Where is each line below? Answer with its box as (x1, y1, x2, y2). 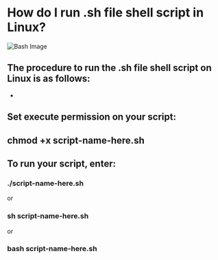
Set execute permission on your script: (7, 111, 177, 123)
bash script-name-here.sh (7, 244, 97, 254)
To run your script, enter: (7, 158, 117, 169)
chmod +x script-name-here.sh (7, 134, 145, 146)
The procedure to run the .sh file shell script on (7, 62, 212, 74)
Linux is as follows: (7, 73, 90, 85)
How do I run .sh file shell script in (7, 5, 204, 21)
